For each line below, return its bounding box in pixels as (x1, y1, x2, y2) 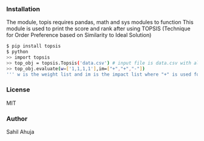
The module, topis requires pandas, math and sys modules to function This (6, 19, 194, 26)
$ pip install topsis (6, 43, 61, 50)
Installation (6, 5, 41, 13)
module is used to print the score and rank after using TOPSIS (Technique (6, 25, 191, 32)
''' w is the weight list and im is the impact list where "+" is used (6, 71, 191, 77)
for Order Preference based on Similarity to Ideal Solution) (6, 31, 152, 39)
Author (6, 114, 28, 123)
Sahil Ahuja (6, 128, 35, 136)
